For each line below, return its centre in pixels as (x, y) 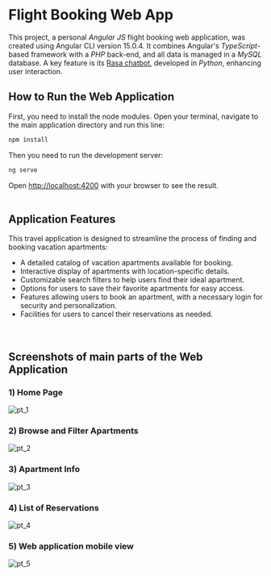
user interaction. (35, 71)
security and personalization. (68, 306)
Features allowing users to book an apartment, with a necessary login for (141, 297)
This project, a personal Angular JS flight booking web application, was (127, 37)
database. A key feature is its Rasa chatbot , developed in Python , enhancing (135, 63)
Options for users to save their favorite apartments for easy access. (132, 289)
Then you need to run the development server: (86, 155)
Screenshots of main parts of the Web (106, 357)
